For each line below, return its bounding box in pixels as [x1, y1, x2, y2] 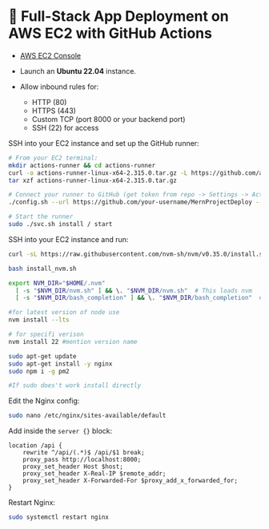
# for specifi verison [8, 330, 84, 339]
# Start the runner [8, 212, 74, 221]
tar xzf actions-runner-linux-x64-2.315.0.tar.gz [8, 176, 178, 184]
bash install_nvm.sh [8, 264, 78, 273]
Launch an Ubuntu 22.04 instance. [19, 66, 136, 75]
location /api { [8, 442, 62, 450]
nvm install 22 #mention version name [8, 337, 138, 345]
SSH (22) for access [31, 123, 99, 132]
